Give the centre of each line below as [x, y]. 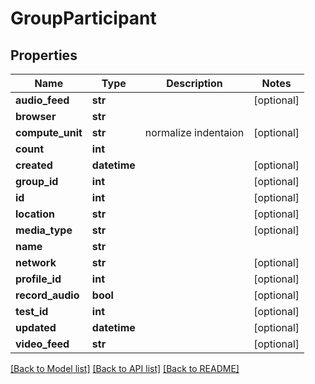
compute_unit [49, 132]
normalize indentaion [194, 132]
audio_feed [42, 100]
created [34, 165]
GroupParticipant [83, 18]
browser [36, 116]
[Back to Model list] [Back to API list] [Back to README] [125, 368]
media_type [44, 230]
